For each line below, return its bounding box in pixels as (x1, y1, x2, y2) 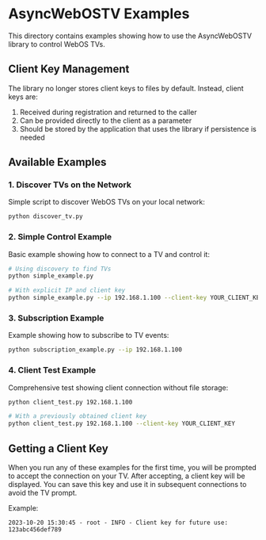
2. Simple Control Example (8, 232, 112, 243)
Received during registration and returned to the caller (19, 107, 197, 117)
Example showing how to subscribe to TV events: (8, 331, 169, 340)
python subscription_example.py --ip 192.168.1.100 (8, 346, 182, 354)
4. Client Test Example (8, 365, 97, 376)
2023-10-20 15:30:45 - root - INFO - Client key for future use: (8, 519, 228, 527)
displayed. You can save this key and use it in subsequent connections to (8, 480, 247, 489)
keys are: (8, 92, 38, 101)
